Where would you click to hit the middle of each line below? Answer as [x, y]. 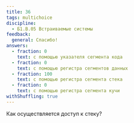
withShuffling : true [32, 96]
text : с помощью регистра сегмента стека [70, 79]
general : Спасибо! [35, 40]
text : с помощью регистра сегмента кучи [69, 91]
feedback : [19, 35]
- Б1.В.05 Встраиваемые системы [53, 29]
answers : [17, 46]
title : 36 [19, 12]
